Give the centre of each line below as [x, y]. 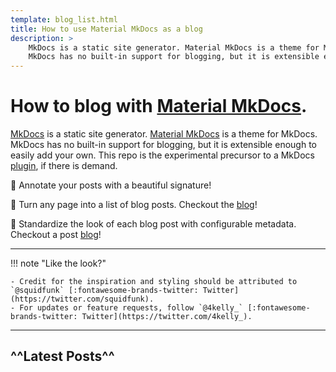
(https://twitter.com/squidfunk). [82, 299]
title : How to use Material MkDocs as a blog [106, 29]
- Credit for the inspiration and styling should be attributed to [154, 282]
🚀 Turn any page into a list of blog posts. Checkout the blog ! [134, 205]
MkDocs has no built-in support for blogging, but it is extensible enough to [163, 145]
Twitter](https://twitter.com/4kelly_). [167, 317]
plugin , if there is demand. [64, 166]
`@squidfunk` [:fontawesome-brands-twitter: [104, 291]
